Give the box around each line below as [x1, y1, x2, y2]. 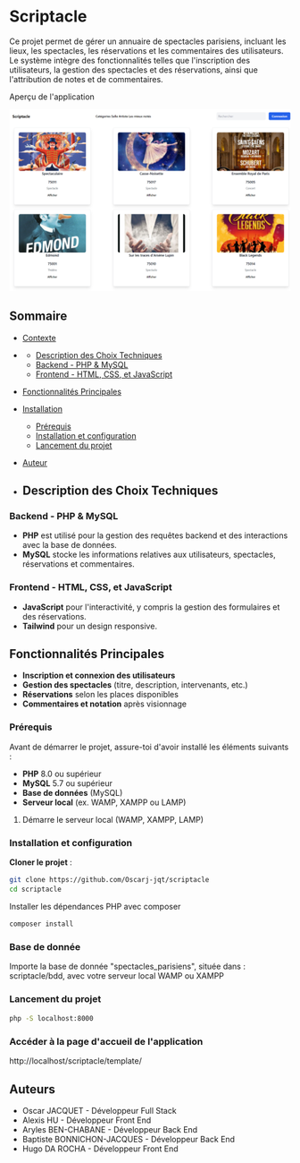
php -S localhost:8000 [9, 1014, 94, 1023]
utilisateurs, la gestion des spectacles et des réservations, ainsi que [9, 64, 259, 75]
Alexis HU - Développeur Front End [21, 1115, 152, 1125]
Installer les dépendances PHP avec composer [9, 901, 181, 911]
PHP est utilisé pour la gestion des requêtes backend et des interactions [21, 530, 288, 541]
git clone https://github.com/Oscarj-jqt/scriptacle [9, 875, 210, 884]
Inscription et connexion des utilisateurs [21, 670, 176, 681]
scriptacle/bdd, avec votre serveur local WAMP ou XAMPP [9, 970, 225, 981]
